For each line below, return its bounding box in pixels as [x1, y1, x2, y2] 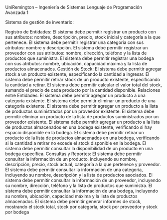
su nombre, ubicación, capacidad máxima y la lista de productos [5, 193, 138, 199]
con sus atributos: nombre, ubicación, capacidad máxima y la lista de [5, 61, 148, 66]
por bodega [5, 209, 29, 215]
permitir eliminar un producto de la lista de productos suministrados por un [5, 114, 159, 119]
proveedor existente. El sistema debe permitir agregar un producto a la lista [5, 119, 160, 125]
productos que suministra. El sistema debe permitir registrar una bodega [5, 55, 155, 61]
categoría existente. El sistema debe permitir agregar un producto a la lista [5, 103, 159, 109]
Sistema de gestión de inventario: [5, 19, 74, 25]
